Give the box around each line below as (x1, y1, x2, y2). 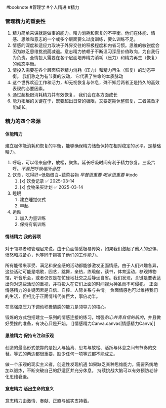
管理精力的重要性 (5, 18, 46, 25)
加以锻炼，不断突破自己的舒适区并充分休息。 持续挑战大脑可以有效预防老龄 (5, 367, 158, 373)
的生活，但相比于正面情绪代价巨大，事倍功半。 (5, 293, 100, 299)
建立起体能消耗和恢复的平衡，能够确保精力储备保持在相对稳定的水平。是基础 (5, 143, 161, 149)
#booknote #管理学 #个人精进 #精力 (6, 4, 80, 10)
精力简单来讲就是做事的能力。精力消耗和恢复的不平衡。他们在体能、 (12, 30, 151, 36)
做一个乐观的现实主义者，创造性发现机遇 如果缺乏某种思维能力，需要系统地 (5, 361, 158, 367)
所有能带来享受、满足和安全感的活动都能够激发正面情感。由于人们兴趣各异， (5, 262, 161, 268)
